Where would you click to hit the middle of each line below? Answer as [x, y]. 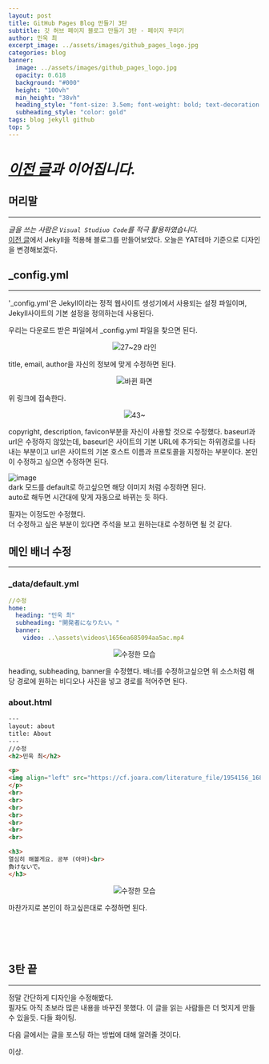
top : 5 [19, 127]
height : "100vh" [42, 90]
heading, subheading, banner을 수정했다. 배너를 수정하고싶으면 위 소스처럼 [127, 671]
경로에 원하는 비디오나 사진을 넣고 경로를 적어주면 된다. [102, 681]
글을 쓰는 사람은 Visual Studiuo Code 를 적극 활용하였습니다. [103, 230]
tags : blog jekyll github [51, 120]
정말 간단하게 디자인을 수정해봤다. [61, 998]
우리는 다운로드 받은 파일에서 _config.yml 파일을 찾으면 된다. [103, 330]
